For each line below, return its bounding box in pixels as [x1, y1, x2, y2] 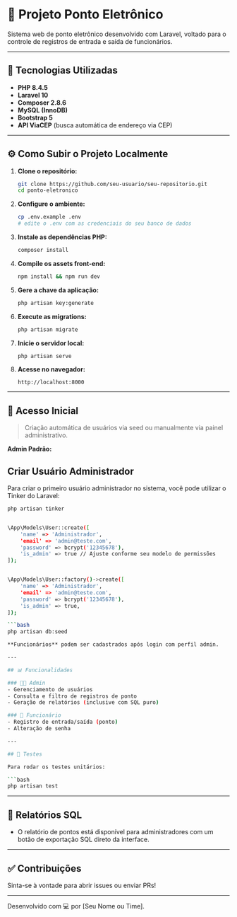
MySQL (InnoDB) [17, 105, 68, 114]
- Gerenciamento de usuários [7, 686, 93, 693]
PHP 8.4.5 [17, 83, 48, 91]
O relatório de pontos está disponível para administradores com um [17, 828, 214, 836]
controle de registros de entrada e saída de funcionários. [7, 37, 173, 45]
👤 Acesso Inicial [7, 405, 79, 417]
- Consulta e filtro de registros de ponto [7, 693, 138, 700]
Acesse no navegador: [17, 365, 86, 374]
